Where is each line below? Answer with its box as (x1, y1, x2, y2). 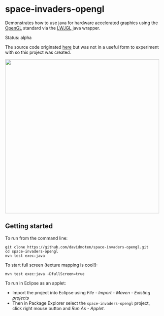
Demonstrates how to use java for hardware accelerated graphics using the (5, 20, 158, 26)
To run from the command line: (5, 235, 68, 241)
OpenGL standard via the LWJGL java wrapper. (5, 25, 100, 31)
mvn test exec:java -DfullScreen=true (5, 271, 85, 277)
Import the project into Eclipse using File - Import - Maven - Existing (12, 289, 151, 295)
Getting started (5, 222, 53, 230)
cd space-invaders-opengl (5, 249, 58, 254)
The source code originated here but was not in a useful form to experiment (5, 44, 159, 50)
